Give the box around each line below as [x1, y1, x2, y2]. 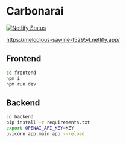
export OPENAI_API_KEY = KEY [6, 125, 74, 131]
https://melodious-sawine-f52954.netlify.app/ [6, 36, 121, 43]
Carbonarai [6, 4, 65, 18]
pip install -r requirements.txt [6, 119, 90, 125]
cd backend [6, 114, 34, 120]
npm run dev [6, 81, 36, 87]
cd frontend [6, 70, 36, 76]
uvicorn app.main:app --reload [6, 130, 85, 137]
